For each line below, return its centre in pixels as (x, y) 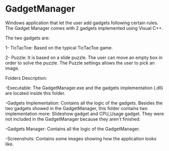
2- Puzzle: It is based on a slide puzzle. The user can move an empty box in (84, 57)
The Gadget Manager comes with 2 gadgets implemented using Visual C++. (84, 28)
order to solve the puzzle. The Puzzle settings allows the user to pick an (80, 63)
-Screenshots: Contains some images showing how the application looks (81, 138)
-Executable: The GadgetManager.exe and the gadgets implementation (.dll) (84, 88)
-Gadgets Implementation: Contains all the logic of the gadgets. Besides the (84, 103)
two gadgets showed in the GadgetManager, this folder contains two (76, 108)
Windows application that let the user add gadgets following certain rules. (82, 23)
